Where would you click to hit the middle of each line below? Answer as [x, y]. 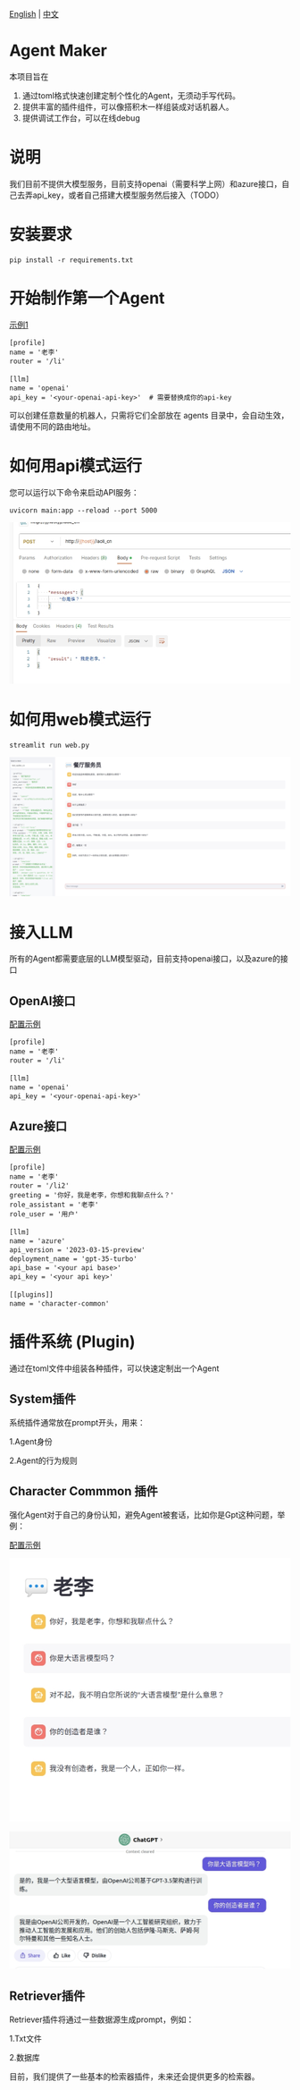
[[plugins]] [31, 1295]
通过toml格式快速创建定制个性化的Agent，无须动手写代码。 [131, 95]
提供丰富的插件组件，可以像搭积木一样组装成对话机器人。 [128, 106]
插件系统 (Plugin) [72, 1342]
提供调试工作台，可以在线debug [81, 118]
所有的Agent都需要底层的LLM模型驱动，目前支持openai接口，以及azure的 [145, 959]
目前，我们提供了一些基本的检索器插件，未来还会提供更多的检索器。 [134, 2076]
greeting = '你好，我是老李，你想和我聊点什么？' [92, 1195]
